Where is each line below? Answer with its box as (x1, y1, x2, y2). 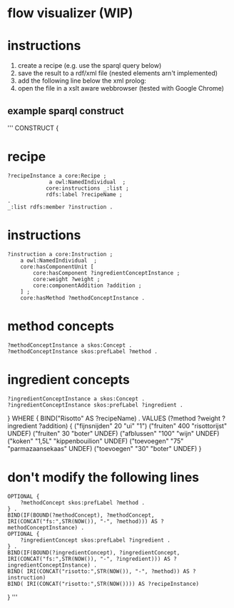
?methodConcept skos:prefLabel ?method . (20, 499, 145, 506)
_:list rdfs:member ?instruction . (7, 203, 113, 211)
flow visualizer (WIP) (7, 5, 133, 21)
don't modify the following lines (7, 469, 200, 485)
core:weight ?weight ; (33, 275, 101, 283)
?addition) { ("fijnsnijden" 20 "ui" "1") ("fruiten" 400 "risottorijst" (39, 421, 227, 430)
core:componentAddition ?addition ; (33, 282, 142, 289)
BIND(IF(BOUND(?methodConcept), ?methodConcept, (7, 512, 155, 519)
